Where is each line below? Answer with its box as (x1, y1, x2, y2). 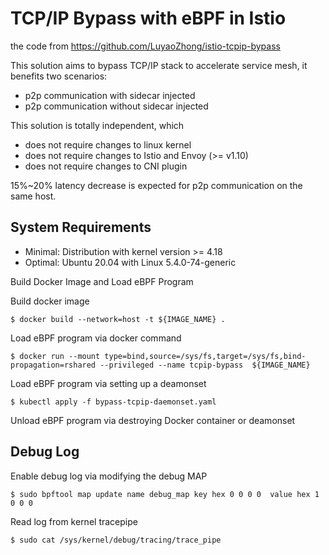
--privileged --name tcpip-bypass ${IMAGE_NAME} (99, 360, 311, 370)
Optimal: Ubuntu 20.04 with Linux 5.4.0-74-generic (24, 256, 237, 268)
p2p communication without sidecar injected (24, 100, 209, 112)
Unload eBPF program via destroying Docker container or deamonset (10, 414, 296, 426)
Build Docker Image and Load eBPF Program (10, 275, 194, 287)
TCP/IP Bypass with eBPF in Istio (10, 7, 287, 30)
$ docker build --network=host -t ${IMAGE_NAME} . (10, 314, 226, 324)
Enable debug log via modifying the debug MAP (10, 470, 208, 482)
